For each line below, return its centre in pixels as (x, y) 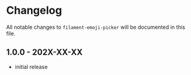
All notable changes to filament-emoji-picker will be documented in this (96, 27)
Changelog (34, 10)
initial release (31, 67)
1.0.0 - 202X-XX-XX (44, 52)
